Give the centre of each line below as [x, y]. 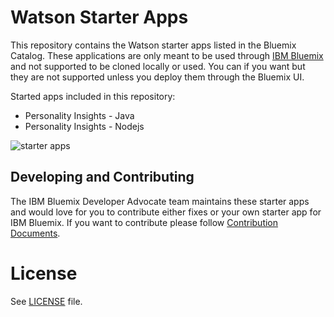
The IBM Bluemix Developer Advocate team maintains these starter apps [160, 201]
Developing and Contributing [102, 177]
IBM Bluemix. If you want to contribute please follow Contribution [144, 222]
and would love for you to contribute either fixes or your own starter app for [166, 212]
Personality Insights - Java [79, 115]
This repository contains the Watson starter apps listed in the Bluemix [153, 45]
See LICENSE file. [46, 301]
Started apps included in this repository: [93, 96]
